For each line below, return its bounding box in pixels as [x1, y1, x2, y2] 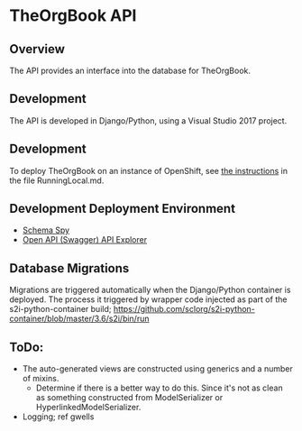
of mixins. [22, 373, 59, 384]
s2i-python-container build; [9, 304, 112, 315]
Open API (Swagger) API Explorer [22, 234, 147, 245]
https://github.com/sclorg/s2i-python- [113, 304, 255, 315]
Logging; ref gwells [22, 411, 95, 422]
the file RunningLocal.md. [9, 175, 105, 186]
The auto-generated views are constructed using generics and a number [22, 363, 293, 374]
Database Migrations [9, 261, 130, 276]
